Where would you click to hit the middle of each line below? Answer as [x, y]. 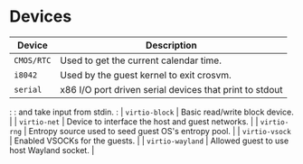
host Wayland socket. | [52, 150]
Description [171, 45]
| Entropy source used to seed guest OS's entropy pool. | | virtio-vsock [157, 131]
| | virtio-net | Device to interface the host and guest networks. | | [134, 121]
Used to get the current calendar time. [141, 60]
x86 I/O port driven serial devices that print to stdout [171, 89]
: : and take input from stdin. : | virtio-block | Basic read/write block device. [151, 112]
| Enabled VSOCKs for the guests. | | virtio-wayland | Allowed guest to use [149, 141]
